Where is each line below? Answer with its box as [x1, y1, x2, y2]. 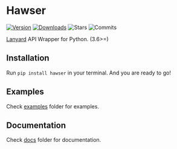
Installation [6, 53, 50, 64]
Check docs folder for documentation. [6, 136, 101, 144]
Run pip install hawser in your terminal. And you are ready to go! [6, 69, 171, 76]
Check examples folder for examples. [6, 102, 100, 110]
